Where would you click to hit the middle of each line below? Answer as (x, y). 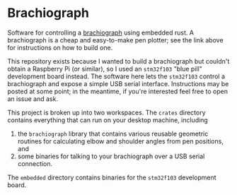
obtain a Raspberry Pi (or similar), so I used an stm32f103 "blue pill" (105, 69)
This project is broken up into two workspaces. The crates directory (107, 112)
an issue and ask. (33, 99)
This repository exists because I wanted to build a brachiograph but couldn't (118, 61)
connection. (35, 163)
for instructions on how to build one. (60, 47)
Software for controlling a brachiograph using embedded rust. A (101, 32)
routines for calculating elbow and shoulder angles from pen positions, (121, 141)
